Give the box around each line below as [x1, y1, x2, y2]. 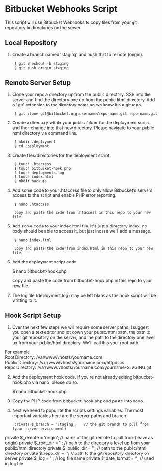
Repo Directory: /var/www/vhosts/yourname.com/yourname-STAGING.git [5, 365, 152, 370]
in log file [5, 461, 24, 467]
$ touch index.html [14, 174, 54, 179]
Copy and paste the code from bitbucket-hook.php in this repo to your [12, 278, 152, 283]
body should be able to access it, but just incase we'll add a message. [12, 228, 152, 234]
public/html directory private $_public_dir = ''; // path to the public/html [5, 445, 147, 451]
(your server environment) [12, 426, 67, 431]
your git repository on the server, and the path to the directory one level [12, 334, 155, 341]
